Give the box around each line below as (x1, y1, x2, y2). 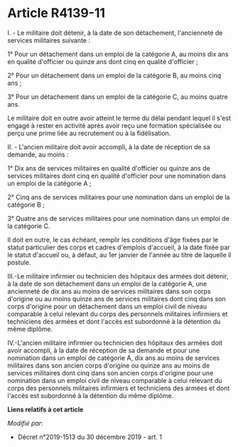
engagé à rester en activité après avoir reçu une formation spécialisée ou (7, 121, 222, 129)
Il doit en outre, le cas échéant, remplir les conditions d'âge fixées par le (7, 235, 219, 244)
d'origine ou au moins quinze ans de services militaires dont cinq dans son (7, 294, 226, 303)
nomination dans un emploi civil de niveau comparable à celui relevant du (7, 376, 222, 384)
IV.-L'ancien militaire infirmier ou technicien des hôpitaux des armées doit (7, 338, 222, 347)
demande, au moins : (7, 150, 69, 158)
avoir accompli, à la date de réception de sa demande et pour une (7, 346, 200, 355)
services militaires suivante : (7, 36, 91, 44)
